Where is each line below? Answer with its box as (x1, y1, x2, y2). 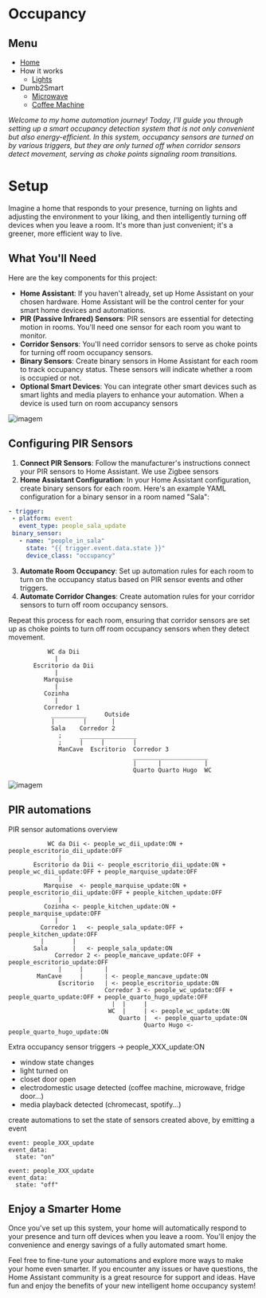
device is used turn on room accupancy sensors (19, 398, 178, 408)
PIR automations (8, 803, 92, 817)
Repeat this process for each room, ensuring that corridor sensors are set (8, 615, 250, 625)
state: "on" (15, 1152, 56, 1161)
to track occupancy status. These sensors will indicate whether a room (19, 364, 252, 374)
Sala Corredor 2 (50, 724, 115, 733)
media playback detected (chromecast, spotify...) (19, 1100, 182, 1109)
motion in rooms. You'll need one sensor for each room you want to (19, 322, 241, 331)
